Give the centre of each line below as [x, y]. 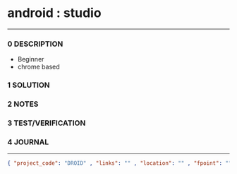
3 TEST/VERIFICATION [47, 123]
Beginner [31, 59]
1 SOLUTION [29, 85]
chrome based [38, 67]
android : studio [54, 13]
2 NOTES [23, 104]
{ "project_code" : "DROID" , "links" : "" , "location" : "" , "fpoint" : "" [120, 163]
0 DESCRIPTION [35, 44]
